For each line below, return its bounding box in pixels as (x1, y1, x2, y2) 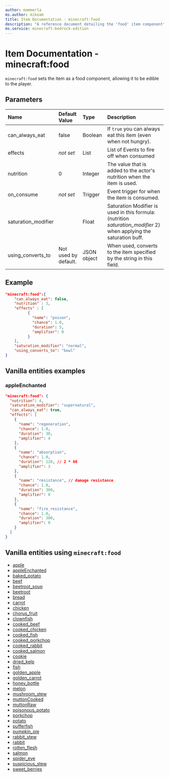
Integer (82, 170, 100, 177)
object (82, 255, 98, 262)
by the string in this (107, 255, 152, 262)
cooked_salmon (12, 648, 45, 654)
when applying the (107, 227, 151, 235)
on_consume (8, 191, 38, 198)
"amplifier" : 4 (18, 436, 51, 441)
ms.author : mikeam (5, 12, 44, 17)
